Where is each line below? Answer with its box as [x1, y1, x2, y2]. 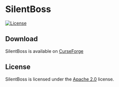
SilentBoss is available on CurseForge [5, 48, 84, 54]
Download [5, 35, 38, 43]
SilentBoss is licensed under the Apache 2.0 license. [5, 76, 114, 82]
